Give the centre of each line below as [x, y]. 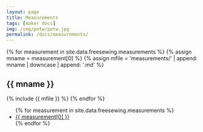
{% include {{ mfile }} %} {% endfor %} [56, 99]
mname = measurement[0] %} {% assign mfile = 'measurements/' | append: [102, 58]
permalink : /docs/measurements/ [47, 35]
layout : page [23, 12]
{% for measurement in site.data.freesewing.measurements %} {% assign [99, 52]
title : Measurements [33, 18]
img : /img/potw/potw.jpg [38, 29]
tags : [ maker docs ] [31, 23]
